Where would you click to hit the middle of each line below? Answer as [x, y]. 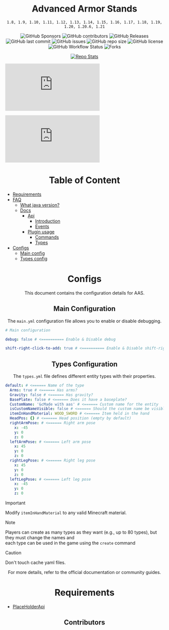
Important [15, 503]
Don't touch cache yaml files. [35, 562]
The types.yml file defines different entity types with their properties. [84, 376]
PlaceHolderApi [29, 607]
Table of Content [84, 180]
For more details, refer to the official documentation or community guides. [84, 572]
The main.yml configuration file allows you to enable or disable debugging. [84, 321]
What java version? [40, 205]
